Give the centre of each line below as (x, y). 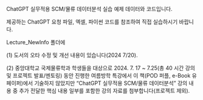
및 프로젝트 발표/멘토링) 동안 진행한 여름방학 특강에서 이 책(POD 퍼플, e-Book (98, 75)
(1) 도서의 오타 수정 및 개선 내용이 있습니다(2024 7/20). (72, 55)
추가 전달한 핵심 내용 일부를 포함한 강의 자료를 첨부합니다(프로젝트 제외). (105, 91)
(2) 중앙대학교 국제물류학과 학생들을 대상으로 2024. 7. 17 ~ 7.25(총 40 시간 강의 (101, 68)
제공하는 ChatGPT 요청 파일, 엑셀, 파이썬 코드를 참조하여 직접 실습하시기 (92, 22)
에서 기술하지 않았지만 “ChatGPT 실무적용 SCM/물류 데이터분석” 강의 (105, 83)
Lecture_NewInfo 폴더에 (36, 42)
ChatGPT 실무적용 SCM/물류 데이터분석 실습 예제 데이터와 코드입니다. (89, 9)
